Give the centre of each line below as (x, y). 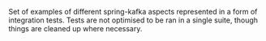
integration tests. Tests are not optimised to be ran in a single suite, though (133, 20)
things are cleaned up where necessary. (75, 29)
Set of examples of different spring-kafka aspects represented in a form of (133, 12)
